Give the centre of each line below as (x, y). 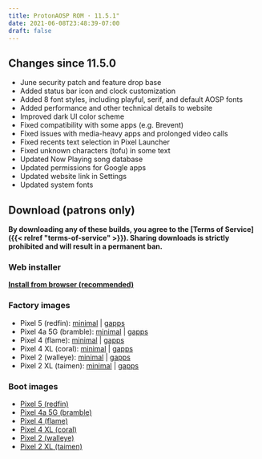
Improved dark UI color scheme (72, 116)
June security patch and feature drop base (91, 83)
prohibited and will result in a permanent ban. (85, 246)
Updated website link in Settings (73, 177)
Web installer (35, 267)
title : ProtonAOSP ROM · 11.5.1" (64, 16)
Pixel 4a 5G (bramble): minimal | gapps (84, 331)
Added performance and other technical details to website (116, 108)
